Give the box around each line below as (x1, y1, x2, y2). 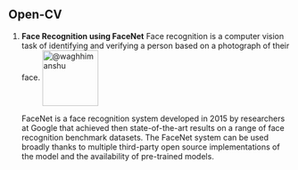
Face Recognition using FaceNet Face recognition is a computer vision (21, 30, 285, 41)
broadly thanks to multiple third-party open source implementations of (21, 142, 280, 152)
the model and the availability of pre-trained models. (21, 150, 215, 161)
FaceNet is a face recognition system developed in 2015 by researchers (21, 113, 286, 124)
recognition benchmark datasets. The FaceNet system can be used (21, 132, 269, 142)
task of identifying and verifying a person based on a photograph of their (21, 40, 290, 51)
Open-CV (8, 7, 63, 22)
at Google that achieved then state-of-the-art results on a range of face (21, 122, 285, 133)
